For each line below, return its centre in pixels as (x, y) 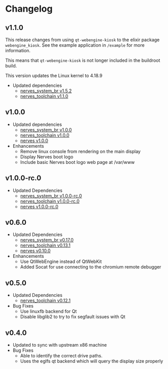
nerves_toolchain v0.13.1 (45, 245)
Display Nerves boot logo (47, 157)
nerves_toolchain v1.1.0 (44, 96)
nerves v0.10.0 (35, 251)
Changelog (29, 9)
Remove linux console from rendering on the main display (80, 151)
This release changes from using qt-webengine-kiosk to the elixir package (82, 40)
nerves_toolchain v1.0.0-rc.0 (50, 201)
